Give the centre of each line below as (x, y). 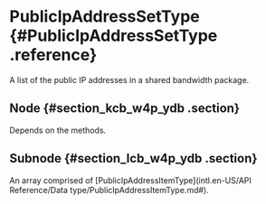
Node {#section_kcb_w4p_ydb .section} (125, 109)
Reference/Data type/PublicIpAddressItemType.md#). (109, 190)
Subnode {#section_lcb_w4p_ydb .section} (133, 158)
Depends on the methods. (58, 130)
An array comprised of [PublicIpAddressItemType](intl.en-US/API (130, 180)
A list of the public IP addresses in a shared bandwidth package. (129, 79)
